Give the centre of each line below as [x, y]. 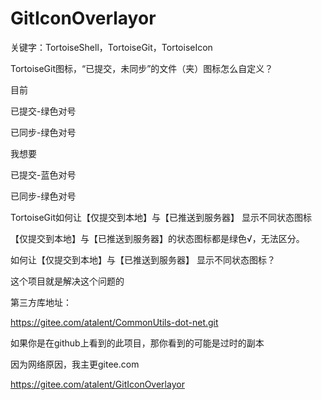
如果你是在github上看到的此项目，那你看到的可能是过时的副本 [137, 343]
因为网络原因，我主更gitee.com [75, 364]
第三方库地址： [41, 302]
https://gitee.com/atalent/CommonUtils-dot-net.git [114, 322]
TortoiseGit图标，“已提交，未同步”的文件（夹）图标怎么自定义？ [142, 68]
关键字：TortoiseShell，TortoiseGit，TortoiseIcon [111, 47]
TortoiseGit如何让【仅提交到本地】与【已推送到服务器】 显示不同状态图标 [161, 217]
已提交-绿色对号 [43, 111]
